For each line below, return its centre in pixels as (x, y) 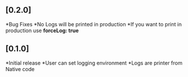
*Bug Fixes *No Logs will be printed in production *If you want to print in (94, 24)
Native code (20, 69)
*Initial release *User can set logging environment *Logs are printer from (94, 63)
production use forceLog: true (42, 30)
